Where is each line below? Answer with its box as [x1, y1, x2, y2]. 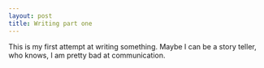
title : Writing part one [8, 19, 93, 28]
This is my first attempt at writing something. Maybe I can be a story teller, [8, 41, 258, 51]
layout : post [8, 11, 53, 20]
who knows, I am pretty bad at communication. [8, 50, 166, 60]
